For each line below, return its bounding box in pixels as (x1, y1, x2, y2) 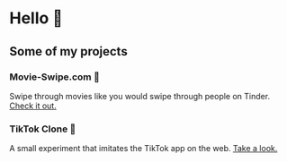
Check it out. (9, 100, 57, 111)
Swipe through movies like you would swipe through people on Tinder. (9, 90, 271, 101)
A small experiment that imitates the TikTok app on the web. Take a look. (9, 143, 278, 154)
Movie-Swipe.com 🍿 (9, 71, 101, 83)
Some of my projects (9, 44, 128, 59)
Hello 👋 (9, 8, 63, 29)
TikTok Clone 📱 (9, 123, 76, 135)
